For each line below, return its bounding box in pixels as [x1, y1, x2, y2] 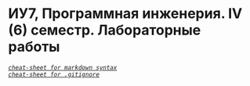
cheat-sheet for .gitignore [8, 70, 100, 78]
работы [8, 38, 60, 56]
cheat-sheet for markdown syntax [8, 63, 118, 71]
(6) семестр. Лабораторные [8, 21, 201, 39]
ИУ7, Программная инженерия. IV [8, 5, 243, 23]
